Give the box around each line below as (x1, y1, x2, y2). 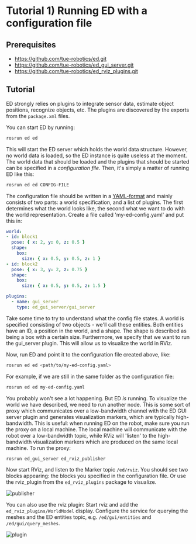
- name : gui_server (11, 299, 59, 305)
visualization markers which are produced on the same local (33, 438, 178, 445)
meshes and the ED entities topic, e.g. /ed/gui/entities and (6, 514, 152, 521)
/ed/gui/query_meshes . (6, 520, 60, 527)
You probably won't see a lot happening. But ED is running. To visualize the (6, 394, 187, 401)
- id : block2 (6, 261, 38, 267)
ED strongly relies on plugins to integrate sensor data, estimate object (6, 100, 174, 107)
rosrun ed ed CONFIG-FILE (6, 182, 69, 188)
